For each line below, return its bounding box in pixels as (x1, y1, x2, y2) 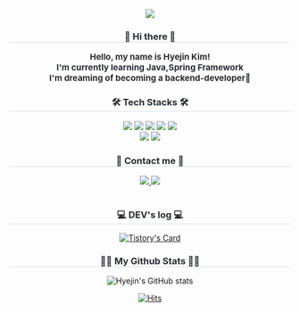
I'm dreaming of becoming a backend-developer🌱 (48, 72, 252, 84)
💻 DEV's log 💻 (116, 209, 184, 221)
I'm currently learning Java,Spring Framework (56, 62, 244, 74)
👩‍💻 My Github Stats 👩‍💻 (99, 255, 201, 267)
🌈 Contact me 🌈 (115, 154, 185, 167)
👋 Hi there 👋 (124, 30, 176, 43)
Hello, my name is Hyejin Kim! (89, 51, 211, 63)
